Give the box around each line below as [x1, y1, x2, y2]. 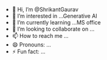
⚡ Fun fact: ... [12, 48, 46, 55]
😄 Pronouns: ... [12, 41, 52, 48]
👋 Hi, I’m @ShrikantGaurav [12, 6, 79, 13]
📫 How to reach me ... [12, 32, 69, 39]
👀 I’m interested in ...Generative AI [12, 12, 97, 20]
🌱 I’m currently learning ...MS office [12, 19, 102, 26]
